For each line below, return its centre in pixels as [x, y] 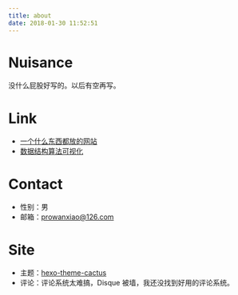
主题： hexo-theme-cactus [63, 273]
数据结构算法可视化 [52, 151]
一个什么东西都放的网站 [58, 141]
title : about [30, 16]
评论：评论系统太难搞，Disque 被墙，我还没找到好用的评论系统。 [127, 283]
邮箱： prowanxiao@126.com [67, 217]
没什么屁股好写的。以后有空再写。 [64, 85]
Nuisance [41, 63]
